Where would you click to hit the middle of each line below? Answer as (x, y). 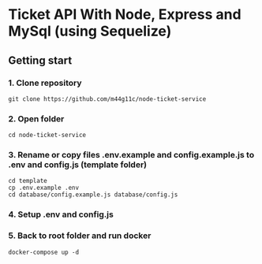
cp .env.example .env (44, 188)
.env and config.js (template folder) (78, 165)
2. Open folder (36, 118)
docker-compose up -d (44, 252)
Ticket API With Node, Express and (125, 15)
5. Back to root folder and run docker (80, 236)
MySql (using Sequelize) (90, 31)
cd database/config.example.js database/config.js (93, 195)
